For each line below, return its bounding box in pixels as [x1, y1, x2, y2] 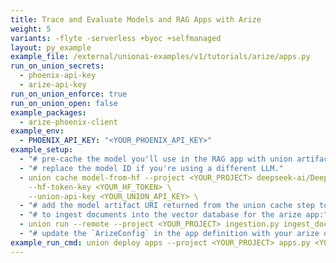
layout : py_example [10, 42, 92, 53]
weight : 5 [10, 24, 52, 34]
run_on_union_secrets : [10, 61, 105, 71]
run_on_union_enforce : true [10, 89, 128, 99]
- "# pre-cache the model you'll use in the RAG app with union [19, 154, 293, 164]
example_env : [10, 126, 65, 136]
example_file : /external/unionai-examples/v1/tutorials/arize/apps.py [10, 52, 311, 62]
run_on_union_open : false [10, 98, 118, 108]
